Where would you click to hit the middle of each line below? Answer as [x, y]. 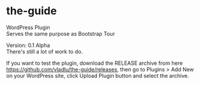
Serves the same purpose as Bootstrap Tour [61, 33]
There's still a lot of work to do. [45, 51]
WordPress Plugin [28, 27]
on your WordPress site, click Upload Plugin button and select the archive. [98, 75]
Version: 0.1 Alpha [28, 45]
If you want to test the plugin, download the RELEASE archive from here [95, 63]
